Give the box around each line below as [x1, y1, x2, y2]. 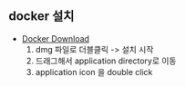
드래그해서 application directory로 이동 [35, 55, 177, 66]
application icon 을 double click [35, 66, 153, 77]
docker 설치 [8, 8, 75, 24]
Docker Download [21, 33, 90, 43]
